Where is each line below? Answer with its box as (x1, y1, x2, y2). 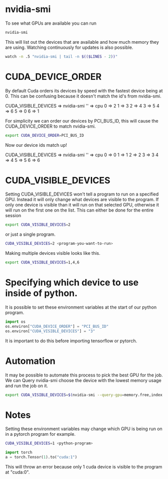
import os (5, 319, 26, 324)
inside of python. (5, 288, 78, 299)
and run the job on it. (5, 382, 49, 389)
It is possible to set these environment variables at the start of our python (5, 304, 157, 310)
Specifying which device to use (5, 277, 139, 289)
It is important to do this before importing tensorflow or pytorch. (5, 338, 137, 344)
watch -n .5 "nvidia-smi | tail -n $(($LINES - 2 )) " (5, 54, 118, 59)
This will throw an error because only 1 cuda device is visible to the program (5, 464, 162, 469)
